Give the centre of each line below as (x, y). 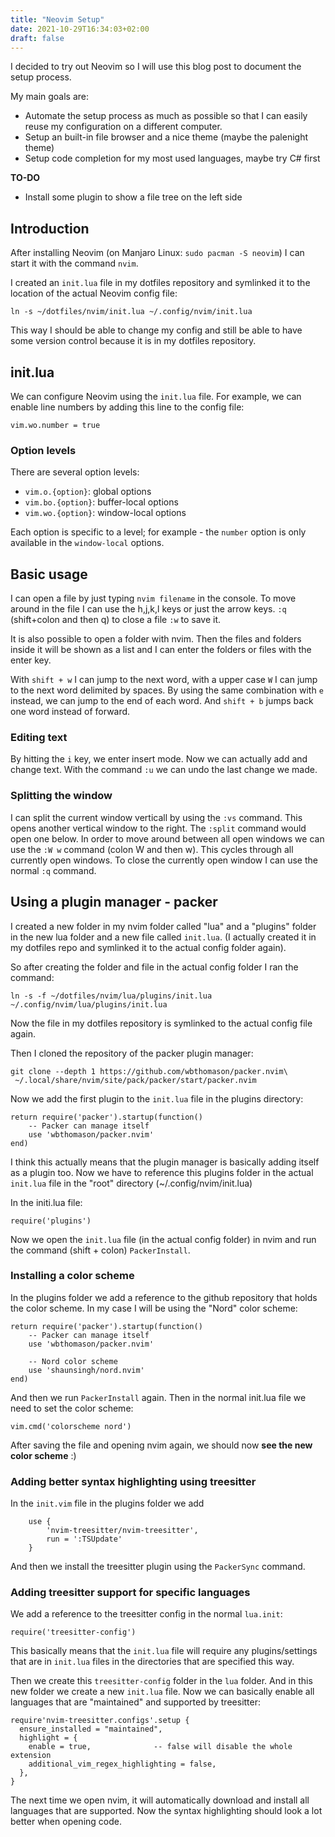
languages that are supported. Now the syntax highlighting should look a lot (166, 1811)
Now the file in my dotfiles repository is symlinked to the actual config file (161, 1023)
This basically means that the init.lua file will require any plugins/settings (164, 1651)
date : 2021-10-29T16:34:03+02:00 (80, 29)
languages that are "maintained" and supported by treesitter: (136, 1702)
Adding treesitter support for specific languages (130, 1593)
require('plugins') (51, 1221)
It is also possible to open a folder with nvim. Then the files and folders (156, 639)
